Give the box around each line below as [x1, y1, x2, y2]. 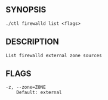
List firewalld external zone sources [5, 52, 102, 58]
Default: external [16, 89, 62, 96]
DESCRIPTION [5, 37, 59, 47]
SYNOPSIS [5, 5, 47, 15]
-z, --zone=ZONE [5, 85, 46, 90]
